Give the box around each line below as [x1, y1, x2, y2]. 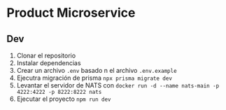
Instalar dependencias [16, 59, 81, 67]
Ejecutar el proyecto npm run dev [16, 95, 111, 103]
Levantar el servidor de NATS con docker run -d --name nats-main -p [16, 81, 220, 89]
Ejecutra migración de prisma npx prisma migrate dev [16, 74, 173, 82]
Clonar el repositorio [16, 51, 76, 60]
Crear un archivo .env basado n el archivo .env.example [16, 67, 177, 74]
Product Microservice [6, 5, 136, 21]
